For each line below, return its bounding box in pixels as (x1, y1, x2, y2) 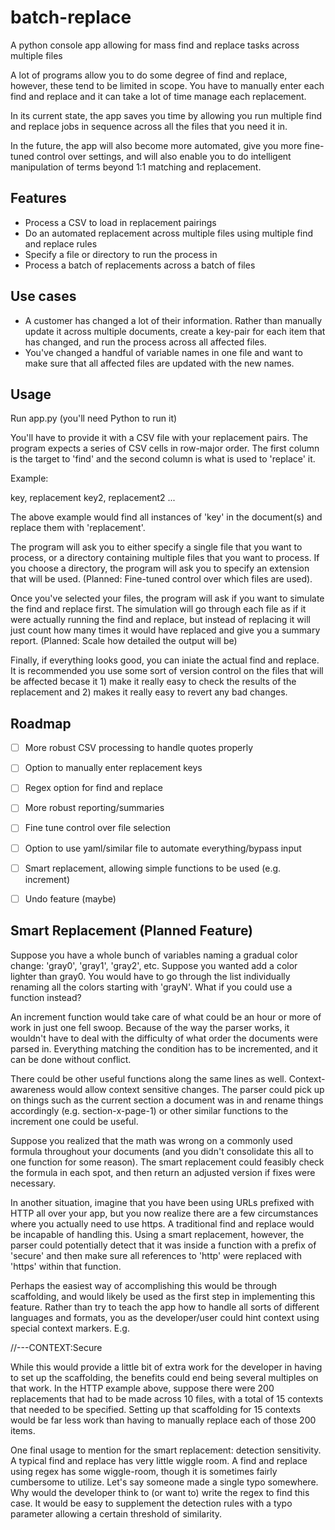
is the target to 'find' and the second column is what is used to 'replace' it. (10, 453, 316, 465)
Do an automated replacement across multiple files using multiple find (24, 227, 313, 239)
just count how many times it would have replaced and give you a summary (10, 624, 321, 636)
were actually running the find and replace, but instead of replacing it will (10, 614, 311, 626)
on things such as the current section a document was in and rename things (10, 1094, 324, 1106)
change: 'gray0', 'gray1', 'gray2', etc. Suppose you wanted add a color (10, 959, 298, 971)
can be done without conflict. (10, 1053, 132, 1065)
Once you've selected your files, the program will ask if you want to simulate (10, 592, 325, 605)
